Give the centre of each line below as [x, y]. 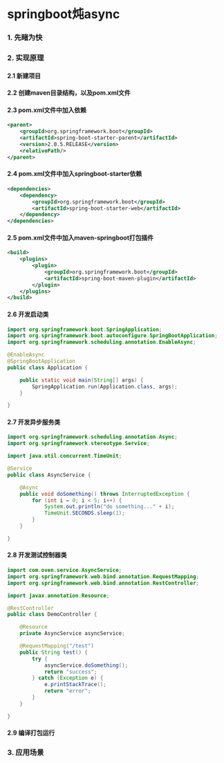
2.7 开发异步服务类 [34, 422]
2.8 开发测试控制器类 [37, 555]
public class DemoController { [52, 614]
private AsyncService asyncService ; [73, 634]
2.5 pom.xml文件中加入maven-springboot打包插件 [81, 237]
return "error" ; [67, 691]
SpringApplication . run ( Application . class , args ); [105, 386]
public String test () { [54, 652]
